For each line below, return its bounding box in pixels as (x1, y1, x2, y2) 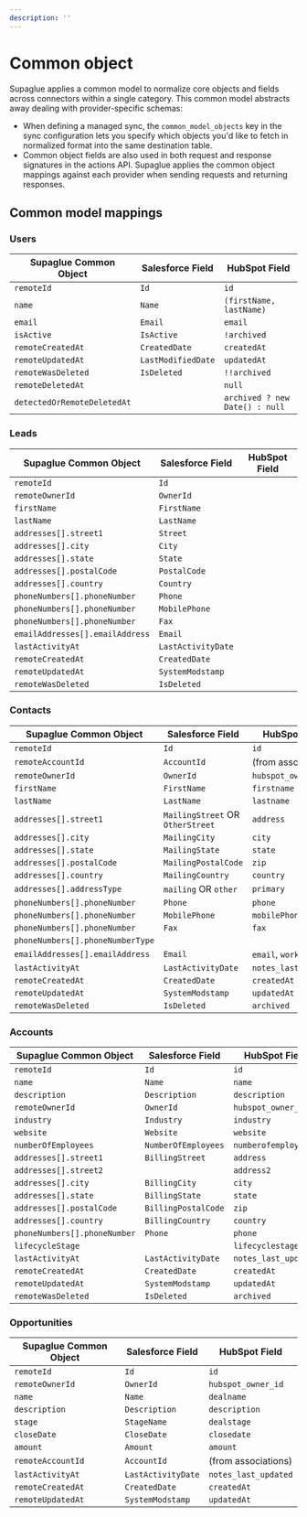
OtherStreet (163, 820, 216, 830)
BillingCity (144, 1178, 196, 1189)
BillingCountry (144, 1216, 211, 1226)
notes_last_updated (208, 1469, 293, 1480)
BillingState (144, 1190, 202, 1201)
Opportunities (9, 1317, 73, 1329)
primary (251, 884, 285, 894)
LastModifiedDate (140, 355, 216, 366)
